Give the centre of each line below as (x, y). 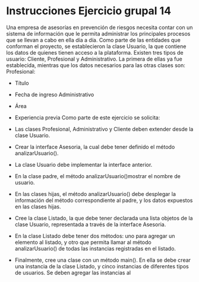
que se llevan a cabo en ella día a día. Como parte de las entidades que (94, 40)
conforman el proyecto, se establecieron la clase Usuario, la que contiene (96, 46)
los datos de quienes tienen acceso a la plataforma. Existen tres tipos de (95, 52)
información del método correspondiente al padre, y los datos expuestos (104, 200)
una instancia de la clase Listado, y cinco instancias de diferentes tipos (102, 266)
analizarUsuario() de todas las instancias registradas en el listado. (95, 248)
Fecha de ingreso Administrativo (54, 94)
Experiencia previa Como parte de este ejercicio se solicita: (87, 118)
